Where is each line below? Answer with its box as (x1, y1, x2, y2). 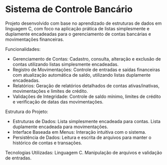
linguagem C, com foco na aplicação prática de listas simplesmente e (5, 25, 150, 31)
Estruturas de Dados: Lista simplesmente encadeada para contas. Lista (12, 118, 160, 124)
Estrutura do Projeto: (5, 108, 48, 115)
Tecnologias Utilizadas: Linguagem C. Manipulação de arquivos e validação (5, 149, 162, 155)
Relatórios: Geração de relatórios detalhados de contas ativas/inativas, (12, 82, 160, 89)
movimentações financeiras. (5, 36, 64, 42)
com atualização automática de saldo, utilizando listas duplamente (12, 72, 151, 78)
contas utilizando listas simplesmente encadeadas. (12, 61, 119, 67)
